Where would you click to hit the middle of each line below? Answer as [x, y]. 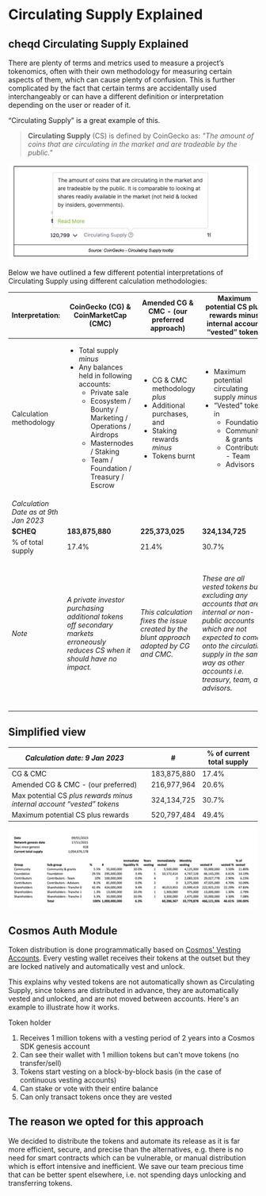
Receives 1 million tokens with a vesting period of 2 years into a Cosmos [137, 1038]
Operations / [111, 427]
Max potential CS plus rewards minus [72, 795]
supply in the [222, 654]
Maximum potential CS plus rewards [70, 815]
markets [80, 633]
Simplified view [47, 732]
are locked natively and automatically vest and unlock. [97, 967]
